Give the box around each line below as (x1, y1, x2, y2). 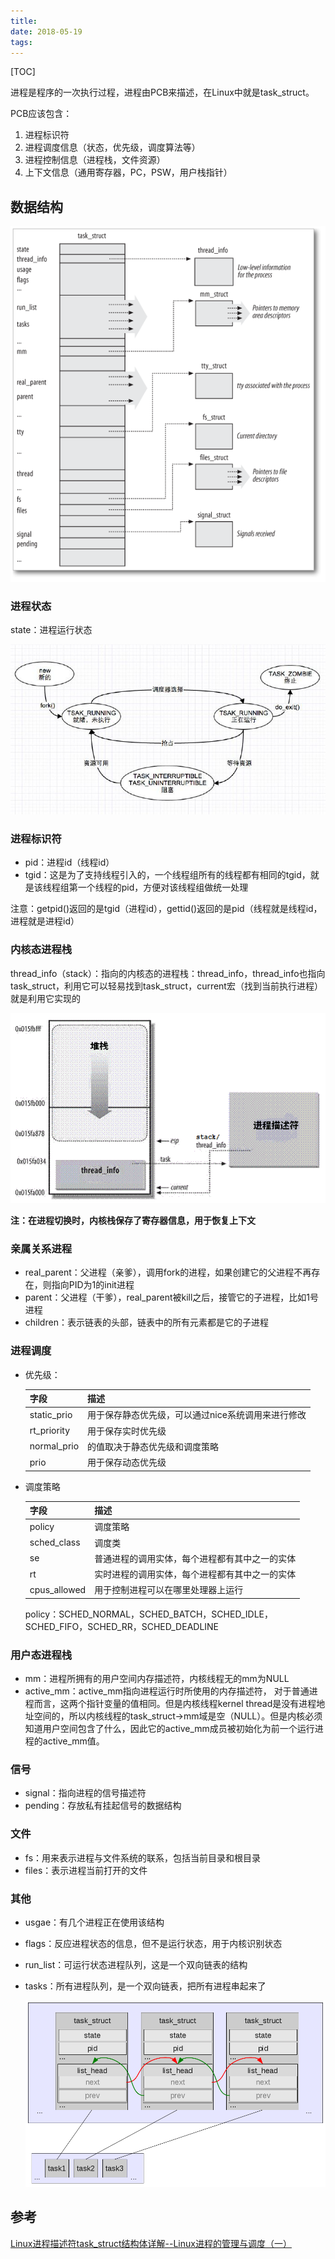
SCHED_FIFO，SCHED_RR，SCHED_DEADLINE (24, 1620, 220, 1632)
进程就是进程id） (10, 915, 80, 927)
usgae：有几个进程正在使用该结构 (24, 1916, 165, 1928)
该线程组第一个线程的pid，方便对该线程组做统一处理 (33, 881, 249, 894)
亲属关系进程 (10, 1241, 73, 1255)
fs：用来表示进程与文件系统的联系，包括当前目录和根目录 (24, 1851, 262, 1864)
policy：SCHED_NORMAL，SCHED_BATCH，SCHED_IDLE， (24, 1608, 274, 1620)
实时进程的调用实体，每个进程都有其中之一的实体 (94, 1568, 297, 1580)
